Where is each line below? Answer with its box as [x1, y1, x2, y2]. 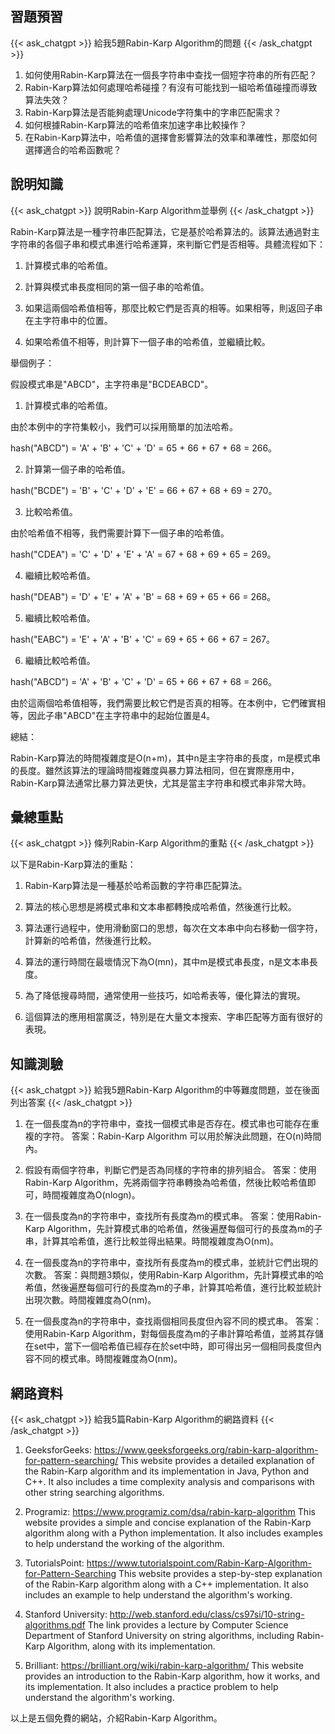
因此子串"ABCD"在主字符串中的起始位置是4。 [27, 709, 216, 721]
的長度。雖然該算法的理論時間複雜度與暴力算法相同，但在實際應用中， [10, 764, 300, 776]
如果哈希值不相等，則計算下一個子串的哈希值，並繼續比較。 [24, 335, 271, 347]
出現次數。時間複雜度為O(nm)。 [24, 1294, 157, 1306]
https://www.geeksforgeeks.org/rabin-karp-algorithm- [93, 1444, 319, 1456]
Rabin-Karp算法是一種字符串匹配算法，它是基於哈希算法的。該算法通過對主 [10, 225, 320, 237]
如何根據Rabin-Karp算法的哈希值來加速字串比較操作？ [24, 118, 248, 131]
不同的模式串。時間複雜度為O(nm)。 [33, 1353, 183, 1365]
